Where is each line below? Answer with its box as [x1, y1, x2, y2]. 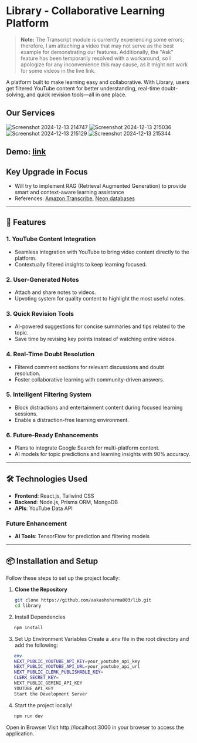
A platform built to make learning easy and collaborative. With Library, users [6, 78, 189, 86]
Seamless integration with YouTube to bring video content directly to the [14, 248, 189, 255]
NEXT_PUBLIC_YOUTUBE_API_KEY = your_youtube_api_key [13, 658, 141, 664]
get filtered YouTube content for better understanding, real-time [6, 85, 160, 92]
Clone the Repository [14, 586, 67, 593]
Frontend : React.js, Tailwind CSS [14, 492, 95, 499]
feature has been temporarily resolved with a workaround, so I [20, 55, 171, 62]
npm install [13, 624, 43, 630]
